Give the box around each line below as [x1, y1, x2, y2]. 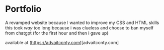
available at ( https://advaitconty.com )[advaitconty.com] [5, 39, 119, 45]
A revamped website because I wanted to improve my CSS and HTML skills [5, 20, 159, 25]
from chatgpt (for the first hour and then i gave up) [5, 30, 109, 36]
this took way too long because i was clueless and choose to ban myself [5, 25, 154, 30]
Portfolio [5, 3, 42, 15]
